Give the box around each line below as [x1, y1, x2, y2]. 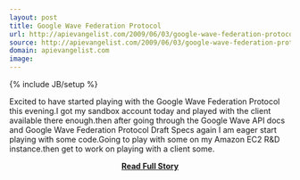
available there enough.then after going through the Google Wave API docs [9, 115, 286, 126]
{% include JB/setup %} [9, 79, 98, 89]
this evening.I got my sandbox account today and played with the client [9, 106, 271, 116]
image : [9, 54, 34, 63]
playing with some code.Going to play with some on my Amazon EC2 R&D [9, 135, 280, 144]
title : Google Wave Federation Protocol [9, 21, 162, 30]
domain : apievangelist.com [9, 46, 110, 55]
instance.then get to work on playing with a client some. [9, 143, 215, 154]
